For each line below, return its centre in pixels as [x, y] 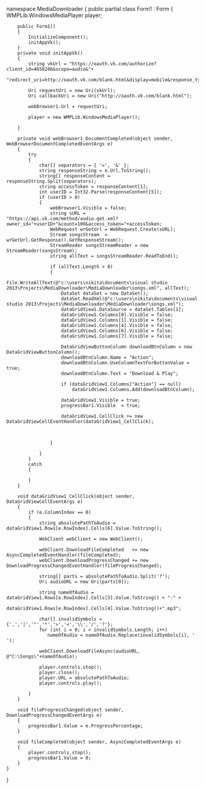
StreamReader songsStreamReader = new [99, 245]
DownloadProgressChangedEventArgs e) [54, 715]
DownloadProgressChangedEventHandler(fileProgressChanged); [85, 566]
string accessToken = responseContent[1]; [94, 187]
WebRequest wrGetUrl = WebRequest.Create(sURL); [113, 229]
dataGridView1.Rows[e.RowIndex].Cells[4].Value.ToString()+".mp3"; [94, 608]
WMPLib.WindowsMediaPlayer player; [54, 15]
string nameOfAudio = [67, 593]
